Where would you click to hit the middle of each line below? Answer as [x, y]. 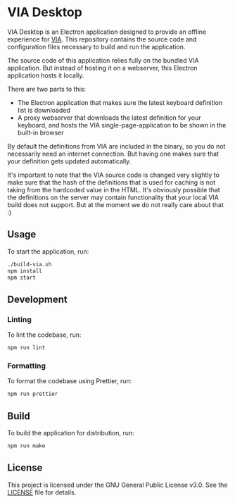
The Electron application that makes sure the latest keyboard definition [120, 102]
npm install [25, 271]
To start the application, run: [48, 252]
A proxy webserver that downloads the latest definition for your [109, 118]
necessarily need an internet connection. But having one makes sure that [113, 154]
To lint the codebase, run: [44, 335]
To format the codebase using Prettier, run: [70, 381]
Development [38, 299]
